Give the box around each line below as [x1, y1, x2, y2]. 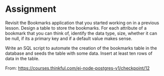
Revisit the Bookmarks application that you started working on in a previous [5, 20, 160, 26]
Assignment [5, 3, 56, 15]
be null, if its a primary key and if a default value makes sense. [5, 36, 133, 41]
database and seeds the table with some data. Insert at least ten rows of [5, 50, 153, 56]
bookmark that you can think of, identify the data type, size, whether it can [5, 30, 158, 36]
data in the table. [5, 55, 40, 61]
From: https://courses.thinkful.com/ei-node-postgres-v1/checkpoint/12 [5, 65, 150, 71]
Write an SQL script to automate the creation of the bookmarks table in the [5, 45, 158, 51]
